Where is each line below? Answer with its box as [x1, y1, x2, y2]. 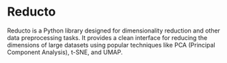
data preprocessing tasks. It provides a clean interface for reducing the [7, 33, 208, 41]
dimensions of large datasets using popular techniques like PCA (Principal [7, 41, 215, 49]
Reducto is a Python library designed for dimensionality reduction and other [7, 26, 221, 35]
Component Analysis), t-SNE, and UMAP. [7, 48, 123, 56]
